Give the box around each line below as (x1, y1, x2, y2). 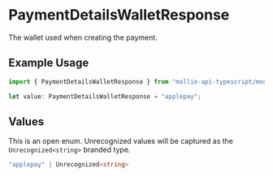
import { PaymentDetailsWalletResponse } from (8, 77, 169, 86)
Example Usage (8, 56, 89, 70)
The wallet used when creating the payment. (8, 32, 158, 42)
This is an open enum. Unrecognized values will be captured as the (8, 136, 234, 146)
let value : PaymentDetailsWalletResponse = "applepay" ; (8, 92, 201, 101)
